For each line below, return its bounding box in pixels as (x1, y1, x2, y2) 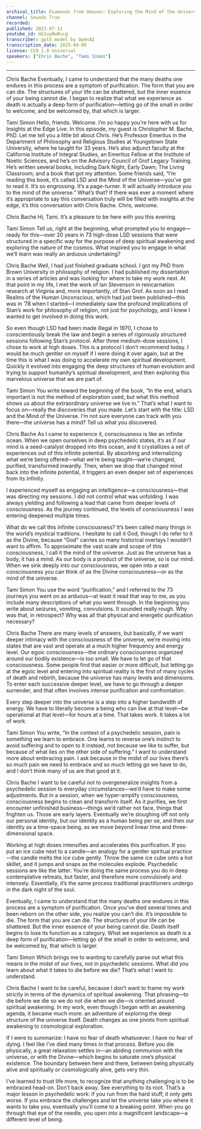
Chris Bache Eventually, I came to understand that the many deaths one (6, 75, 183, 83)
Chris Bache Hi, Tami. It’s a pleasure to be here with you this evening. (6, 213, 177, 220)
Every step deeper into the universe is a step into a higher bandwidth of (6, 698, 183, 706)
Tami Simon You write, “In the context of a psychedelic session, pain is (6, 729, 181, 736)
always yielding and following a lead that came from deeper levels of (6, 499, 175, 506)
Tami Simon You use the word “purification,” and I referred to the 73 (6, 586, 173, 593)
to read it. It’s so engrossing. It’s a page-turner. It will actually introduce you (6, 182, 192, 189)
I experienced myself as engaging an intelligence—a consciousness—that (6, 486, 188, 494)
